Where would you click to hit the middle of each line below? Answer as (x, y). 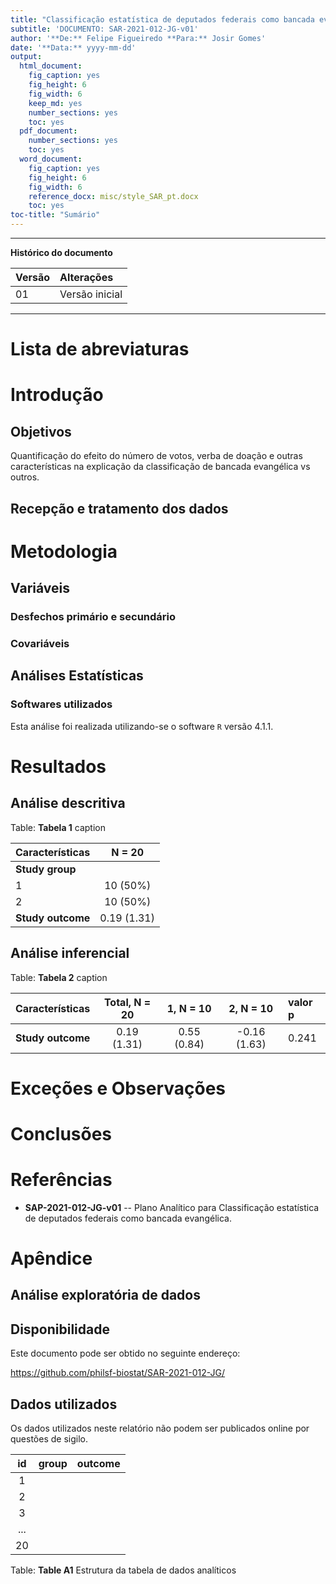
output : (26, 57)
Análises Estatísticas (77, 676)
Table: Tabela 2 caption (59, 977)
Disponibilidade (60, 1329)
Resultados (58, 766)
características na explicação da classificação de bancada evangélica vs (160, 467)
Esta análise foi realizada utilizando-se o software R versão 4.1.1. (142, 726)
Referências (61, 1180)
